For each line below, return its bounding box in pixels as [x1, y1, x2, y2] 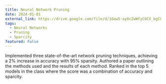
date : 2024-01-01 [5, 12, 41, 17]
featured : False [5, 39, 39, 44]
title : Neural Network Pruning [5, 7, 70, 12]
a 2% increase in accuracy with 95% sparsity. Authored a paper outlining [5, 57, 154, 64]
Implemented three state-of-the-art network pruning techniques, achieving [5, 53, 158, 58]
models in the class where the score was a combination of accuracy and [5, 68, 153, 74]
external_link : [5, 16, 37, 21]
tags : [5, 21, 16, 26]
